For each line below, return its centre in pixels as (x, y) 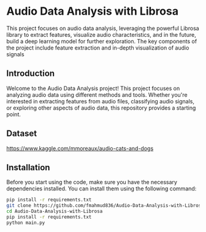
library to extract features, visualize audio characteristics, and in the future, (101, 34)
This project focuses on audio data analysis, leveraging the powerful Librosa (103, 28)
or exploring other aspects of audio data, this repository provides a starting (101, 108)
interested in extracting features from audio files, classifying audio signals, (101, 101)
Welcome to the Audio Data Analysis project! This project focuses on (93, 88)
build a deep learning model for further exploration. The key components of (102, 41)
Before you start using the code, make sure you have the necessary (92, 182)
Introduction (31, 74)
